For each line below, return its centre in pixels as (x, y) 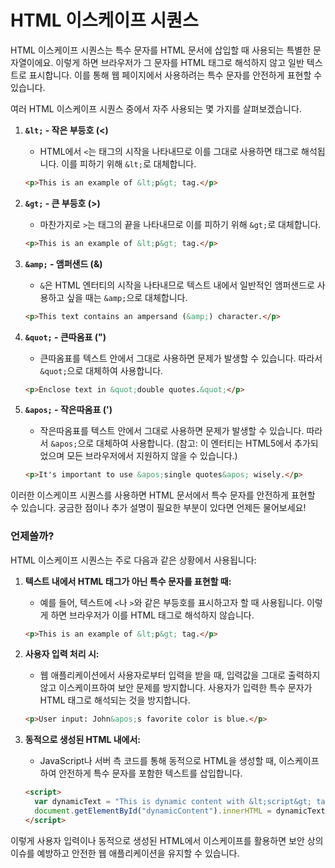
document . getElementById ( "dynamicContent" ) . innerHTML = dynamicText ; (182, 811)
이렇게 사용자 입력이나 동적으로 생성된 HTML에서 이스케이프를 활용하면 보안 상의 (167, 840)
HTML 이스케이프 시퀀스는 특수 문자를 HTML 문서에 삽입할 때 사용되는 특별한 (161, 50)
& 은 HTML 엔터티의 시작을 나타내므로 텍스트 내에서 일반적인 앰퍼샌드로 (177, 285)
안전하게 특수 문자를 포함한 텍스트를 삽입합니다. (150, 773)
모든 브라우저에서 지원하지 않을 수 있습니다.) (152, 456)
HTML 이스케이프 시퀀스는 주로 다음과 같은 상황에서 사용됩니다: (133, 560)
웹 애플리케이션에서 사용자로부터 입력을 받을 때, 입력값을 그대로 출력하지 (180, 675)
